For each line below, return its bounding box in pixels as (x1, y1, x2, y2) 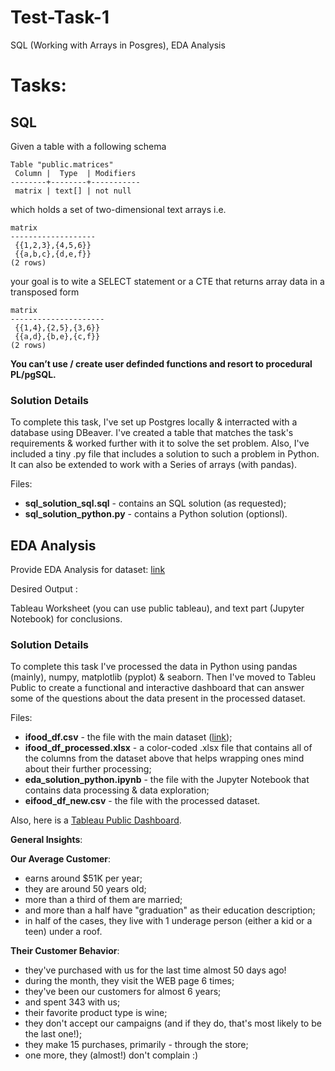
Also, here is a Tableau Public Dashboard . (10, 814, 182, 826)
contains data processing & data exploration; (24, 784, 210, 796)
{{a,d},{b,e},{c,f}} (14, 331, 101, 341)
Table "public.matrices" (10, 159, 114, 170)
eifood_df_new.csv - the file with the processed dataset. (24, 795, 261, 807)
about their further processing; (24, 763, 152, 775)
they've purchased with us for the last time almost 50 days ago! (24, 964, 287, 976)
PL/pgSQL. (10, 368, 57, 380)
